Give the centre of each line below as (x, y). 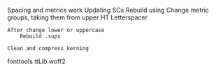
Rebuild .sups (40, 36)
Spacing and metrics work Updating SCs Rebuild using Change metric (108, 10)
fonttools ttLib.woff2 (36, 61)
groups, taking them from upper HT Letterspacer (78, 17)
